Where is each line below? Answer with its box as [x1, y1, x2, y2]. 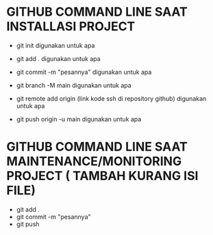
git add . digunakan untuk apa [16, 54, 101, 62]
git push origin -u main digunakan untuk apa [16, 114, 142, 123]
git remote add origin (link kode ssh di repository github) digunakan [16, 94, 207, 103]
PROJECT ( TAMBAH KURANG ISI [6, 169, 199, 184]
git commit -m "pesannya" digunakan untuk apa [16, 68, 152, 76]
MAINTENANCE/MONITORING [6, 153, 182, 169]
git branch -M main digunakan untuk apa [16, 81, 131, 89]
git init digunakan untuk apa [16, 41, 95, 49]
